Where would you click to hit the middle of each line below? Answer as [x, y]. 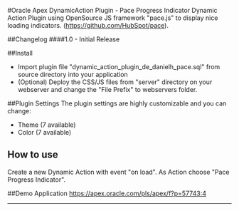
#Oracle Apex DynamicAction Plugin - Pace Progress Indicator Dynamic [113, 10]
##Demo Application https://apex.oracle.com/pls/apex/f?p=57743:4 [107, 193]
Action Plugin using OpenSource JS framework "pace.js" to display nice [113, 18]
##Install [20, 53]
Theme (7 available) [47, 125]
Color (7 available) [44, 132]
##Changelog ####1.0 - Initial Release [64, 39]
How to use [33, 155]
